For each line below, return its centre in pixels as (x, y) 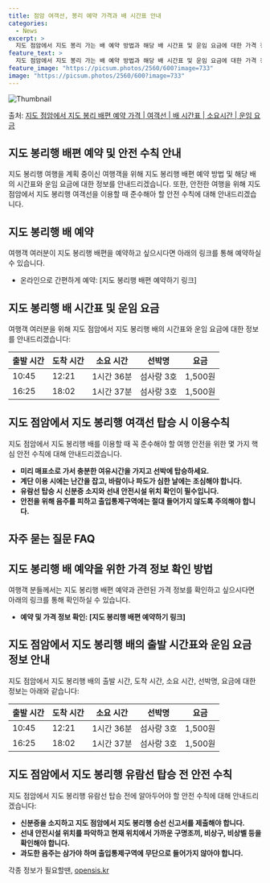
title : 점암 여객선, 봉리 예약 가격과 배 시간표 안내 (85, 16)
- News (27, 31)
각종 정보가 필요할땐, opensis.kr (59, 870)
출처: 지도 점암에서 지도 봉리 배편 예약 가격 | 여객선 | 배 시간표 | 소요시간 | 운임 (130, 115)
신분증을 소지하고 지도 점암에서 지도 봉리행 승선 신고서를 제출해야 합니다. (132, 823)
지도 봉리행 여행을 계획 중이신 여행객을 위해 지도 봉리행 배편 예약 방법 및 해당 (128, 174)
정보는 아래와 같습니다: (44, 690)
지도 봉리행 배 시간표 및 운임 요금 (84, 308)
